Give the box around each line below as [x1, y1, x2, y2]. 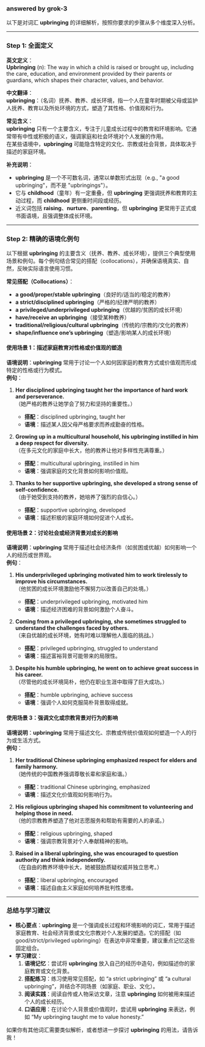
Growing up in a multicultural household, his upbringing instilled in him [15, 433, 198, 441]
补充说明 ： [6, 161, 34, 168]
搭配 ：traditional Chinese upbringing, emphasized [24, 783, 151, 790]
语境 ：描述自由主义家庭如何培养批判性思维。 [24, 884, 137, 891]
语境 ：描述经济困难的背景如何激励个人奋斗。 [24, 606, 137, 613]
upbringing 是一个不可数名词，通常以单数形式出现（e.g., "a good [15, 174, 180, 181]
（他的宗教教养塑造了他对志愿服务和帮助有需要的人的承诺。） [15, 817, 168, 824]
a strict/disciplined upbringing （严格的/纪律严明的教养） [15, 298, 160, 306]
